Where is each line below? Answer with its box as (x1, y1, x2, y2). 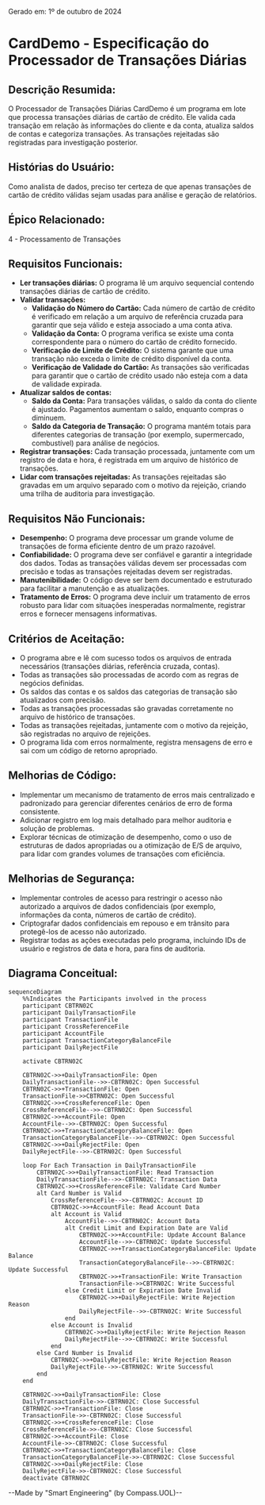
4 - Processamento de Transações (8, 234, 121, 244)
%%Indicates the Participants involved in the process (22, 995, 207, 1003)
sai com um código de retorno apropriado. (19, 746, 158, 756)
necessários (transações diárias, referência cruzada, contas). (19, 662, 220, 672)
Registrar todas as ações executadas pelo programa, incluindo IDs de (19, 935, 247, 945)
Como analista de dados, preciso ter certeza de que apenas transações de (8, 182, 252, 191)
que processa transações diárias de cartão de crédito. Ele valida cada (8, 113, 236, 121)
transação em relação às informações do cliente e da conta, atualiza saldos (8, 121, 255, 130)
